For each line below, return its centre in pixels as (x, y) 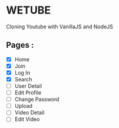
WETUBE (29, 10)
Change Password (37, 99)
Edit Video (27, 119)
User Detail (28, 86)
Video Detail (29, 113)
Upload (24, 106)
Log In (22, 73)
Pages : (20, 45)
